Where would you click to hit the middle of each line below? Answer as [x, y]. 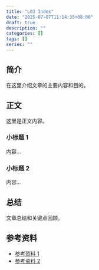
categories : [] [25, 34]
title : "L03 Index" [30, 11]
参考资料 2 [27, 261]
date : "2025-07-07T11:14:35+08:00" [50, 17]
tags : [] [17, 39]
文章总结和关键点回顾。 [34, 218]
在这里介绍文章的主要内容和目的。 [47, 85]
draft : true [21, 22]
